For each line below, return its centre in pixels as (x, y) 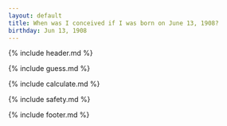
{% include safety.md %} (49, 100)
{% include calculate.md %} (54, 84)
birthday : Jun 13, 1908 (48, 30)
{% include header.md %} (51, 53)
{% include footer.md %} (49, 115)
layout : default (35, 16)
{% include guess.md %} (49, 69)
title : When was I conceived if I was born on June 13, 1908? (113, 23)
